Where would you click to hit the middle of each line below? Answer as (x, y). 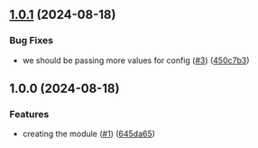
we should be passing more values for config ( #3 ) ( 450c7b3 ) (136, 60)
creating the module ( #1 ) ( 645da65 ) (89, 134)
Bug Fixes (32, 41)
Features (29, 114)
